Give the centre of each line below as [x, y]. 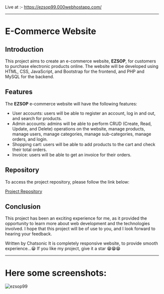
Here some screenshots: [56, 273]
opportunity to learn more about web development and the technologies [78, 224]
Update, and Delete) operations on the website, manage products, [79, 128]
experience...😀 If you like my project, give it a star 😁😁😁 [63, 249]
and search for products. [37, 118]
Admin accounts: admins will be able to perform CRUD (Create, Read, [82, 124]
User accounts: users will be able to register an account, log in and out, [84, 113]
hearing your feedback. [29, 234]
